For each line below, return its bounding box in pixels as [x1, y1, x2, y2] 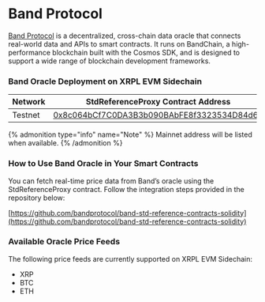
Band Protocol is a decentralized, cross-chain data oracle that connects [8, 31, 241, 40]
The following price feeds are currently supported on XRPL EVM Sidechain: [8, 254, 253, 263]
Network [12, 96, 46, 108]
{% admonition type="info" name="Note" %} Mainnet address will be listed [8, 130, 252, 139]
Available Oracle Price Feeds [8, 236, 121, 247]
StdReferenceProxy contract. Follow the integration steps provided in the [8, 184, 244, 194]
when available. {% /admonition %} [8, 138, 123, 148]
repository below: [8, 193, 65, 202]
